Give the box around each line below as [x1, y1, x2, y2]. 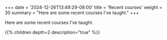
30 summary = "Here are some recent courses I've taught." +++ [5, 10, 140, 16]
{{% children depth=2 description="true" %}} [5, 29, 100, 35]
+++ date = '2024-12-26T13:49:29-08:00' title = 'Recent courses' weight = [5, 5, 162, 10]
